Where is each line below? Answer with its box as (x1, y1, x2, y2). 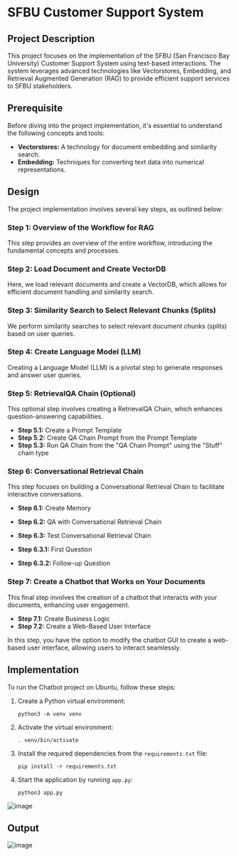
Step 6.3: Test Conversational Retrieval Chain (17, 532, 151, 540)
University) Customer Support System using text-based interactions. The (7, 59, 222, 68)
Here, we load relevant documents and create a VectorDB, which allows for (7, 280, 227, 289)
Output (7, 822, 39, 834)
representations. (17, 165, 66, 174)
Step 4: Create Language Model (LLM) (7, 347, 141, 356)
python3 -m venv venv (17, 710, 82, 717)
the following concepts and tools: (7, 129, 105, 137)
